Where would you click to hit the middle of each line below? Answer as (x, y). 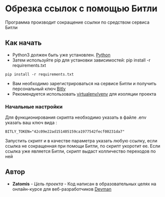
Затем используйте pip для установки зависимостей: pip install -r (81, 60)
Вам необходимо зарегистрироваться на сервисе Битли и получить (84, 83)
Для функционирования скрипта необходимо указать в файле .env (76, 117)
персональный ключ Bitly (39, 89)
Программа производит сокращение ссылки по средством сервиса (77, 22)
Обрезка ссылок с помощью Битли (81, 9)
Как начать (23, 43)
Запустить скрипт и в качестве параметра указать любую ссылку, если (81, 141)
